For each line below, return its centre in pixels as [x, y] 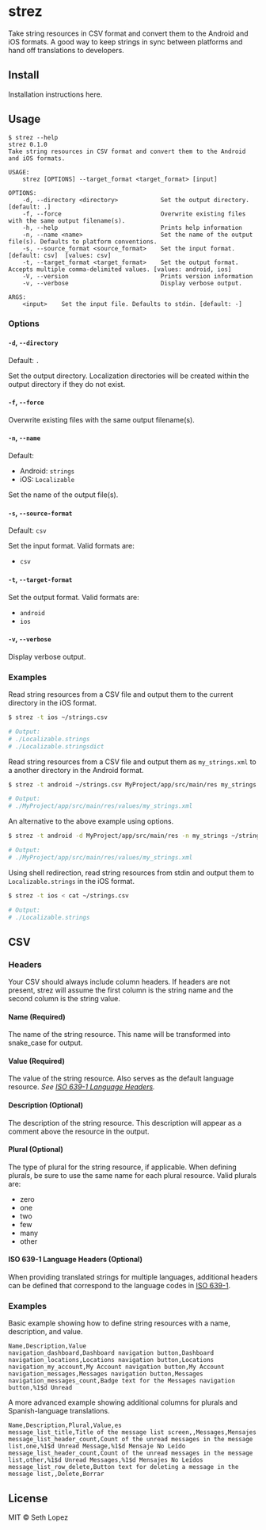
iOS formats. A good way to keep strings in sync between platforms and [125, 41]
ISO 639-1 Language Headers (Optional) [75, 1260]
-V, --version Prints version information [138, 276]
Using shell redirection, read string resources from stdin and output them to [131, 872]
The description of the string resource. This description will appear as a [125, 1123]
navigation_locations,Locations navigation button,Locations [111, 1360]
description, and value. [46, 1332]
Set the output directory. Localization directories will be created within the [129, 376]
